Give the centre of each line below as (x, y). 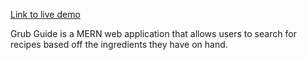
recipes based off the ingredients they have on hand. (119, 44)
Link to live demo (45, 14)
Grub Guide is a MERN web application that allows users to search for (153, 33)
